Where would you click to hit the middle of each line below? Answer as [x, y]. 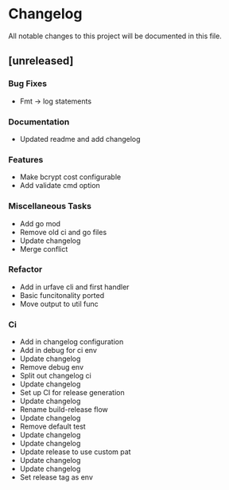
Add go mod [40, 223]
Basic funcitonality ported [62, 295]
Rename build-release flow [64, 410]
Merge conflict [44, 249]
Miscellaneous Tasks [50, 206]
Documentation [39, 122]
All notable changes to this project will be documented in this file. [115, 36]
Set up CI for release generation [72, 393]
